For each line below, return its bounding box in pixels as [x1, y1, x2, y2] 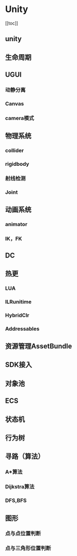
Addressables [5, 325, 40, 332]
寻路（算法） [5, 452, 45, 461]
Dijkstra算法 [5, 483, 35, 490]
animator [5, 221, 28, 228]
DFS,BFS [5, 497, 27, 504]
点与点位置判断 [5, 530, 41, 537]
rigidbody [5, 161, 29, 168]
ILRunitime [5, 298, 32, 305]
